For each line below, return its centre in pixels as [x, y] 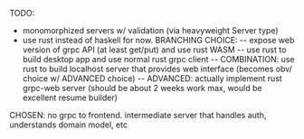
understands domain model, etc [69, 125]
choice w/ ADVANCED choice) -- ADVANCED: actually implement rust [152, 79]
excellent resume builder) [70, 97]
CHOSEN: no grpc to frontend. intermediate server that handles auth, [138, 115]
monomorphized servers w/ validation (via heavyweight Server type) [150, 30]
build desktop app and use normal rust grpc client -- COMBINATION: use [159, 59]
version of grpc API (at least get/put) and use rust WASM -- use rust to [154, 50]
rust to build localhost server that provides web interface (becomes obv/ [157, 69]
